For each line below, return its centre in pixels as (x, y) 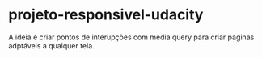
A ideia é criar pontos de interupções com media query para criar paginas (131, 37)
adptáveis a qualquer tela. (51, 45)
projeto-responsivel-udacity (106, 15)
